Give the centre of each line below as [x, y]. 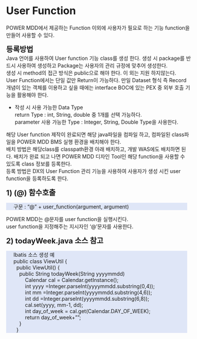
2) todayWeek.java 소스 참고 [55, 241]
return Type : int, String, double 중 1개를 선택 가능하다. [78, 114]
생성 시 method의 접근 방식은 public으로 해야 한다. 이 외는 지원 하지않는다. [91, 73]
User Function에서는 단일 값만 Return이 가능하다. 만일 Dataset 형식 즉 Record [96, 80]
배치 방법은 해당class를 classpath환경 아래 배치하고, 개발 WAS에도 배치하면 [93, 149]
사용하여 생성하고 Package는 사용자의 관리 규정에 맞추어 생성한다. [92, 65]
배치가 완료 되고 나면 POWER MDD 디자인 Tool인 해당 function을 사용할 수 [99, 156]
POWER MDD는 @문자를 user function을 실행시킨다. [67, 219]
